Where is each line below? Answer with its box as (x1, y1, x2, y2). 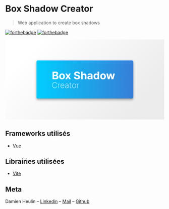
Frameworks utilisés (5, 129, 71, 138)
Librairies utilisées (5, 157, 65, 166)
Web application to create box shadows (17, 20, 100, 26)
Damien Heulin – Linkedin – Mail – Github (5, 198, 90, 204)
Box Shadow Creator (5, 3, 93, 15)
